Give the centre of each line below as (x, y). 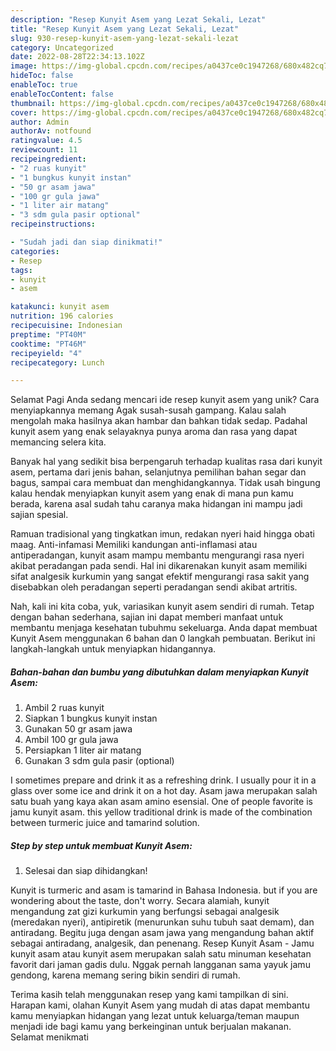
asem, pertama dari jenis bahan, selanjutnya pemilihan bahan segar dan (158, 472)
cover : (24, 112)
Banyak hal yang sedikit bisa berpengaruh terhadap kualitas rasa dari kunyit (166, 462)
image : (24, 66)
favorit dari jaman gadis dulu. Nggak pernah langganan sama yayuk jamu (160, 965)
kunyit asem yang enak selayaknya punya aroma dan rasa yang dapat (154, 432)
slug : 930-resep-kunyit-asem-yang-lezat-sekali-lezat (125, 38)
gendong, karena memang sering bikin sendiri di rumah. (125, 975)
